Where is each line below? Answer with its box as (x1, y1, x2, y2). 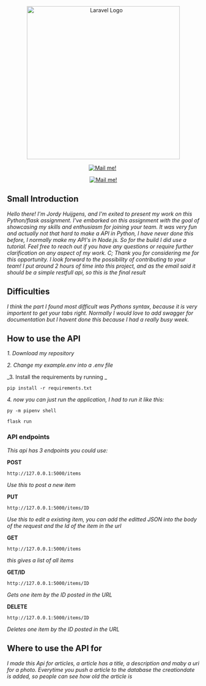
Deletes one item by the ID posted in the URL (7, 625, 120, 633)
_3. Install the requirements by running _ (7, 374, 108, 381)
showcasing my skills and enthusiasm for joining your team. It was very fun (7, 223, 197, 230)
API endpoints (7, 432, 50, 441)
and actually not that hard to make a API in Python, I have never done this (7, 230, 194, 237)
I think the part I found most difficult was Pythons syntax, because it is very (7, 303, 197, 310)
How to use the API (7, 334, 81, 344)
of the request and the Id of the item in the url (7, 522, 122, 529)
